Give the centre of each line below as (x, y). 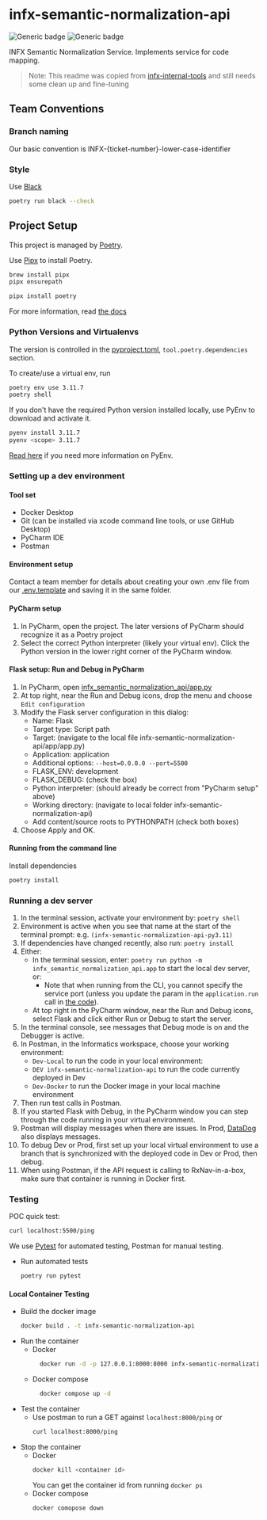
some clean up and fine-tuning (78, 84)
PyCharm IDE (42, 538)
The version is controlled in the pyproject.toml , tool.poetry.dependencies (128, 349)
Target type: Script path (71, 729)
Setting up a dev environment (67, 475)
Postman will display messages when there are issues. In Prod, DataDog (138, 1128)
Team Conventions (57, 109)
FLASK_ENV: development (75, 771)
